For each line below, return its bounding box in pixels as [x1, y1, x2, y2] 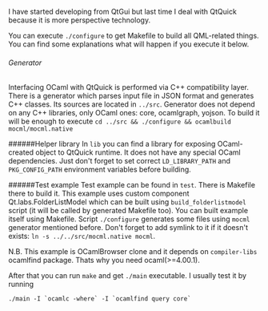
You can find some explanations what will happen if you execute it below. [8, 39, 250, 49]
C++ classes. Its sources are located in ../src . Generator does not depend [8, 99, 256, 109]
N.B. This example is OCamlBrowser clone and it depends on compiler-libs [8, 247, 258, 256]
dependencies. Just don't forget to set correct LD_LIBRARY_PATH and [8, 156, 230, 166]
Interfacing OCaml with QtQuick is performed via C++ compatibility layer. [8, 83, 250, 92]
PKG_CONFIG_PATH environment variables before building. [8, 164, 192, 175]
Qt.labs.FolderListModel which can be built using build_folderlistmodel [8, 197, 246, 207]
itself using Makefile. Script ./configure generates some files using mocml [8, 214, 250, 224]
